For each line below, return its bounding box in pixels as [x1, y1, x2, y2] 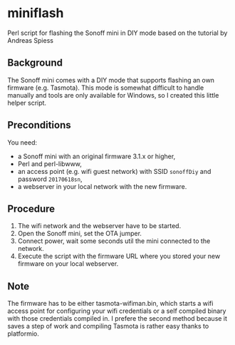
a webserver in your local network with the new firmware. [17, 182, 187, 190]
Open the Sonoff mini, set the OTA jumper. [17, 230, 142, 238]
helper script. [7, 98, 47, 107]
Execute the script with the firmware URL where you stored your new [17, 252, 221, 261]
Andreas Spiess [7, 36, 53, 44]
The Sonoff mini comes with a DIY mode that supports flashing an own [7, 76, 215, 84]
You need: [7, 138, 38, 147]
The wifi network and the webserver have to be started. [17, 222, 182, 230]
